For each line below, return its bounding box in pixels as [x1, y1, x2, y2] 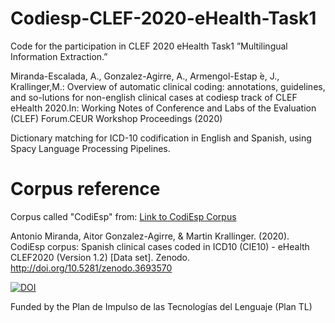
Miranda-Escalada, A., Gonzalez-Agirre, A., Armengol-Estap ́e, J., [10, 70, 280, 82]
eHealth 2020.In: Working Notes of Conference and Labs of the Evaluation [10, 102, 317, 114]
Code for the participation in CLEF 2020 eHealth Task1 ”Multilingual [10, 40, 288, 52]
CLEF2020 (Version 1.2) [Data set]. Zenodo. [10, 251, 191, 263]
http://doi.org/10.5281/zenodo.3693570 [10, 262, 173, 274]
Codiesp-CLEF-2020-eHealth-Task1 [10, 7, 317, 30]
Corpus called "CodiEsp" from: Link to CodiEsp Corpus [10, 210, 237, 222]
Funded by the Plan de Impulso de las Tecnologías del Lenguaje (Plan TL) [10, 300, 313, 312]
